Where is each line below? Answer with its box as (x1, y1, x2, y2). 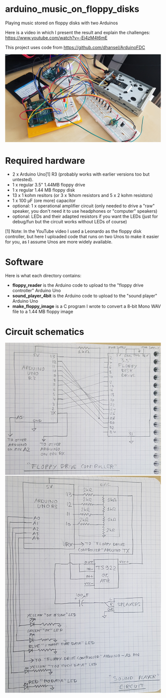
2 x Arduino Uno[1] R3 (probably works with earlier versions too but (12, 171, 150, 177)
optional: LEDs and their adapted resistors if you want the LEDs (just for (12, 213, 158, 219)
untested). (12, 177, 34, 183)
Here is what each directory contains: (5, 273, 82, 279)
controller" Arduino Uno (12, 288, 61, 294)
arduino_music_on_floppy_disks (5, 3, 140, 15)
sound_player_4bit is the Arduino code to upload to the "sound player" (12, 293, 158, 299)
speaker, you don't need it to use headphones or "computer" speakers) (12, 208, 158, 214)
